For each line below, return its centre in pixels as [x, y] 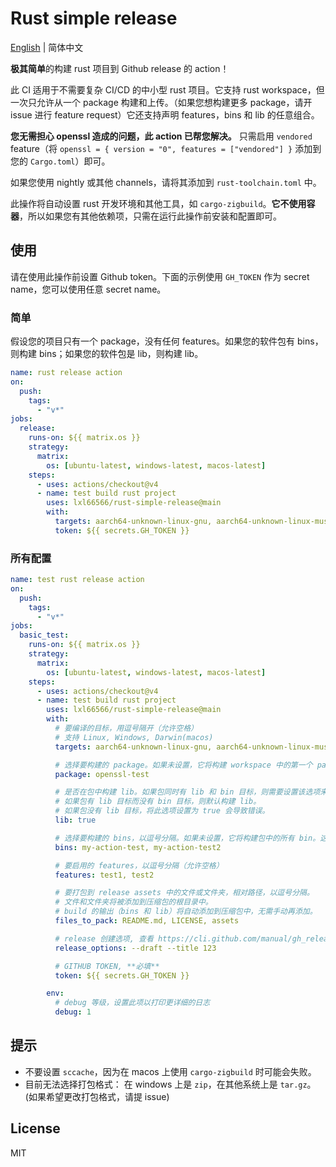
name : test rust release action [77, 580]
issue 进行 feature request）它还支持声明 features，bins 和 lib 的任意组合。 [165, 114]
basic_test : [44, 635]
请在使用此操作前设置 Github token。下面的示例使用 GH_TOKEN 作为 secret [160, 276]
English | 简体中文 [47, 47]
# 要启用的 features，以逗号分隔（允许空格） [139, 865]
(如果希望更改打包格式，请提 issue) [97, 1096]
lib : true [75, 820]
